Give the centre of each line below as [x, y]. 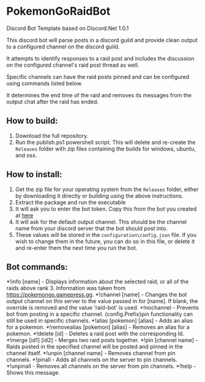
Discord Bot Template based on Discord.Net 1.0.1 [68, 28]
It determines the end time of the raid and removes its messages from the [99, 95]
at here [24, 215]
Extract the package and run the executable [70, 202]
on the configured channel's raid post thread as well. [73, 65]
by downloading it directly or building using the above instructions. [99, 196]
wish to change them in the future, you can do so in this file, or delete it [105, 241]
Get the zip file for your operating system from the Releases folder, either [107, 189]
